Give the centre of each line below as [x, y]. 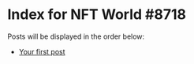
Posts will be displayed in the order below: [76, 36]
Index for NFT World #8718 [97, 15]
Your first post [42, 51]
